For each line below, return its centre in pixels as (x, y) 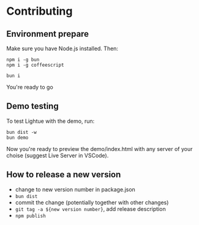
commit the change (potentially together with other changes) (92, 202)
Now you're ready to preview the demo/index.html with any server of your (99, 149)
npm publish (30, 216)
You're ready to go (30, 87)
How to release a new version (64, 175)
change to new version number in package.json (75, 189)
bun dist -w (21, 132)
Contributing (39, 11)
